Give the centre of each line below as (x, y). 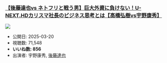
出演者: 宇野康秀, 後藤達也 (39, 55)
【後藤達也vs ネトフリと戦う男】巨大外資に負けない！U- (73, 7)
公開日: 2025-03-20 (33, 36)
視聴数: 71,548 (27, 43)
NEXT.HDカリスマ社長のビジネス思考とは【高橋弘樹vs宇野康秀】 (84, 15)
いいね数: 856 (27, 49)
